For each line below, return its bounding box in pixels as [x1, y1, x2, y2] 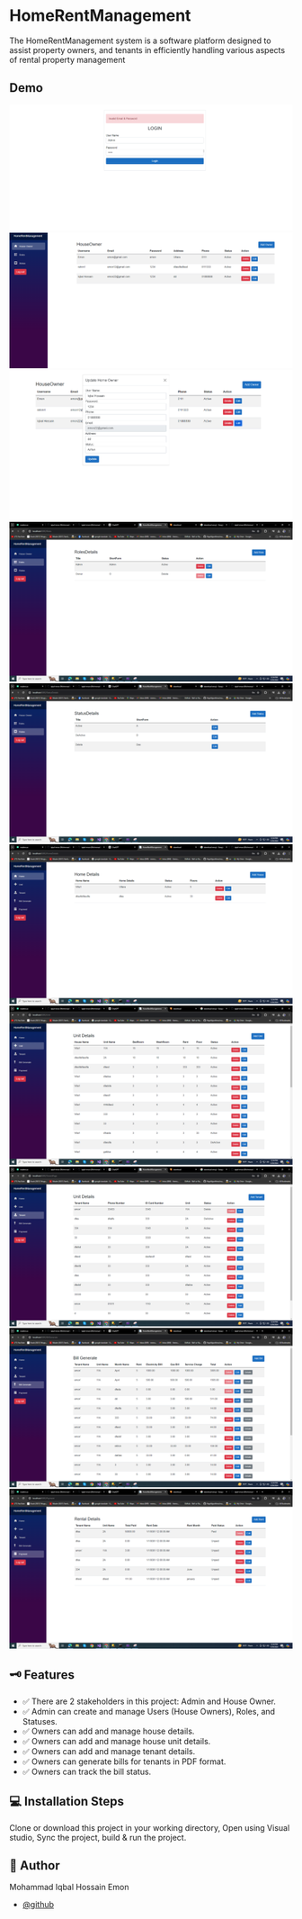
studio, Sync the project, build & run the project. [9, 1832, 187, 1842]
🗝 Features [9, 1667, 75, 1683]
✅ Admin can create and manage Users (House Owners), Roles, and [22, 1706, 276, 1716]
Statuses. [22, 1716, 58, 1726]
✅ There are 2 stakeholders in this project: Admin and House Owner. [22, 1696, 277, 1707]
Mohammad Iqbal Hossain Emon [9, 1882, 129, 1893]
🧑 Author [9, 1858, 60, 1873]
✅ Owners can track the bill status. [22, 1766, 152, 1777]
